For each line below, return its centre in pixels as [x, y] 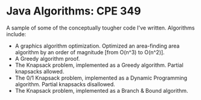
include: [16, 34]
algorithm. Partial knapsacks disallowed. [65, 84]
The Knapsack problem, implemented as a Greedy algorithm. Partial [99, 65]
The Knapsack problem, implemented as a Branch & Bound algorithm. [101, 90]
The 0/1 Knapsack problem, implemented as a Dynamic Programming [101, 78]
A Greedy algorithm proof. [47, 58]
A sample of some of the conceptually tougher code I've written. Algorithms [101, 28]
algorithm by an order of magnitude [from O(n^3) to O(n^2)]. [90, 52]
